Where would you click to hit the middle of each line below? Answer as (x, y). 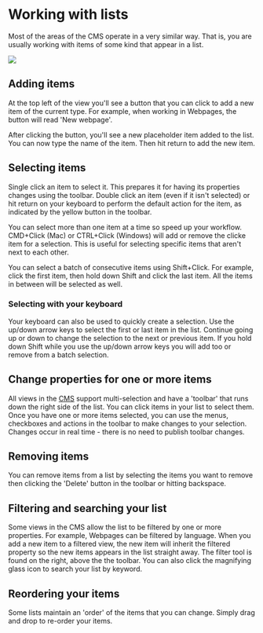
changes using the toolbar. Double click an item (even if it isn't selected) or (129, 195)
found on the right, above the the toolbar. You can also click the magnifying (130, 561)
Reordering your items (64, 593)
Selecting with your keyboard (66, 304)
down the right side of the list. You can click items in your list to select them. (131, 407)
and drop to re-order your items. (60, 621)
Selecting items (47, 168)
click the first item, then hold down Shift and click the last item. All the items (130, 276)
